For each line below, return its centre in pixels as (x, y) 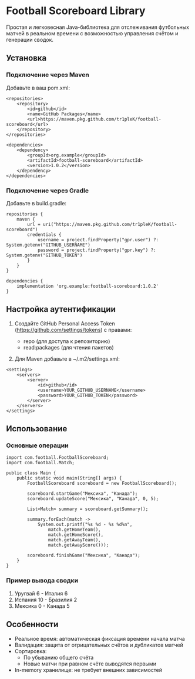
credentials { (44, 234)
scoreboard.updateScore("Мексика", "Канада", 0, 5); (93, 499)
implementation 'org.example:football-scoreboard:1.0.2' (88, 286)
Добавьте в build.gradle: (36, 203)
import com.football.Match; (41, 463)
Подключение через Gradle (48, 191)
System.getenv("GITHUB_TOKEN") (44, 255)
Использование (37, 429)
